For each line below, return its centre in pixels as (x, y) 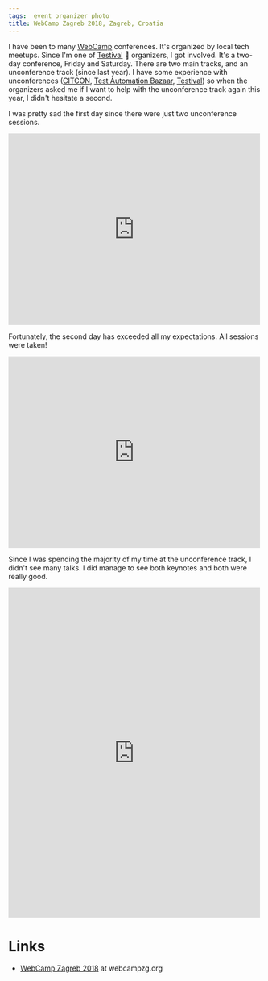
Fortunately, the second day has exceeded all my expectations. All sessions (134, 336)
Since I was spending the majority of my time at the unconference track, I (130, 559)
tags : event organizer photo (59, 16)
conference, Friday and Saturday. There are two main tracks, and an (135, 63)
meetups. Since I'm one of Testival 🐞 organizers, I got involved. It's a (122, 55)
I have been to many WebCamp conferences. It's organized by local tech (129, 46)
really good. (28, 576)
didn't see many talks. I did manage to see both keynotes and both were (128, 568)
